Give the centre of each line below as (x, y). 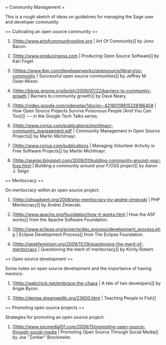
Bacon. (20, 46)
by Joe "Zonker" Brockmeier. (42, 337)
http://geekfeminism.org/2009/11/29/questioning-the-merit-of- (80, 244)
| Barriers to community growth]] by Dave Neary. (78, 96)
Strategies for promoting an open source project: (55, 317)
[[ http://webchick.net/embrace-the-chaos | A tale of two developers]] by (86, 283)
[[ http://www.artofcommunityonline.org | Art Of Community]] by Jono (83, 41)
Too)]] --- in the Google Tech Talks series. (55, 116)
